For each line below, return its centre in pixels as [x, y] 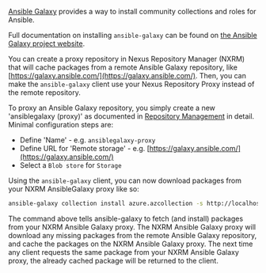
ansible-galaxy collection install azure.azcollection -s [106, 203]
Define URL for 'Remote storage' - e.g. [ [85, 148]
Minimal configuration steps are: [61, 125]
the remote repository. [44, 93]
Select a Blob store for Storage [70, 165]
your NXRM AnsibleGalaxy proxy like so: [74, 189]
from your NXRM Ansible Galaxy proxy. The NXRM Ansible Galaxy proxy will [132, 227]
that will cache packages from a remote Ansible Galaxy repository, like [123, 67]
